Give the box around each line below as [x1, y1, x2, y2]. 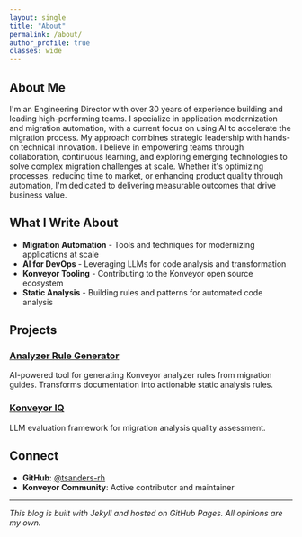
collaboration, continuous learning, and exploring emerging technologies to [9, 151, 288, 162]
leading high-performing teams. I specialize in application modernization [9, 113, 279, 124]
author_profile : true [9, 38, 91, 48]
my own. [9, 517, 41, 528]
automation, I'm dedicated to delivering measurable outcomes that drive [9, 180, 277, 190]
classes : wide [9, 47, 63, 56]
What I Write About [9, 216, 119, 231]
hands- [263, 132, 290, 143]
